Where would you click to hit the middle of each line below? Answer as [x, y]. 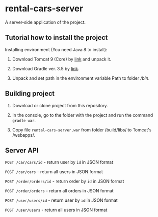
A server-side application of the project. [45, 22]
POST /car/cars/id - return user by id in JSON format [59, 162]
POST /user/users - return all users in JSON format [56, 210]
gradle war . [24, 120]
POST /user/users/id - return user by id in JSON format [61, 200]
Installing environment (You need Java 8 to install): [56, 49]
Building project [30, 94]
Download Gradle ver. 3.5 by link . [46, 68]
